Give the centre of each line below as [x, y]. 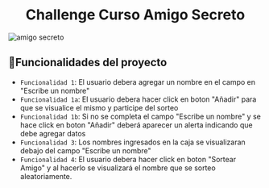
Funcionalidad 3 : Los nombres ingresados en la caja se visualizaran [132, 142]
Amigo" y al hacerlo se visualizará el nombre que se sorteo [118, 168]
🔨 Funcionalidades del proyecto [88, 63]
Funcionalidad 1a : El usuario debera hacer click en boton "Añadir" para [138, 99]
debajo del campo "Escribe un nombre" [85, 150]
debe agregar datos [53, 133]
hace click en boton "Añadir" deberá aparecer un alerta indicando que [136, 125]
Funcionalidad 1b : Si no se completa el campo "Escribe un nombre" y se [141, 116]
